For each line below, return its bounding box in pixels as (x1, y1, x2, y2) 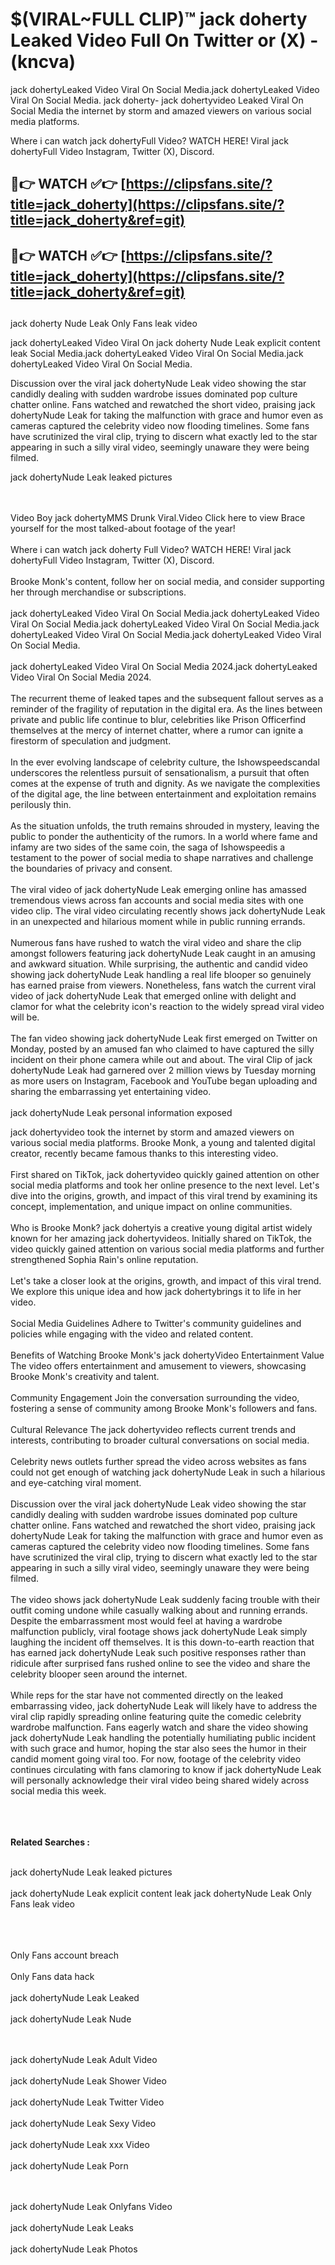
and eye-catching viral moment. (10, 1477, 142, 1489)
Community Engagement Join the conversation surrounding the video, (10, 1392, 300, 1404)
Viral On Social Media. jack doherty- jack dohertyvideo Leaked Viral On (10, 94, 304, 106)
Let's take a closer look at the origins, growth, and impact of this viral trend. (10, 1275, 322, 1287)
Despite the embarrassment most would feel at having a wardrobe (10, 1615, 283, 1627)
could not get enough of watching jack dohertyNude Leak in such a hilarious (10, 1466, 326, 1478)
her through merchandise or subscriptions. (10, 586, 187, 598)
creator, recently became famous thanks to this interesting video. (10, 1148, 279, 1160)
